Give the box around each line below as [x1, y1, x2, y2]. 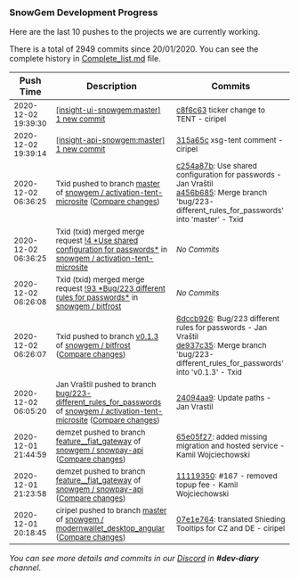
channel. [9, 562, 42, 573]
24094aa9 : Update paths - [176, 393, 271, 403]
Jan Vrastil [176, 402, 214, 412]
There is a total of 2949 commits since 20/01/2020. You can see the [9, 44, 259, 54]
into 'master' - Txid [176, 214, 244, 225]
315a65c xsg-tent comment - [176, 136, 284, 145]
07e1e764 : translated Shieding [176, 515, 286, 525]
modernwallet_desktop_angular [55, 524, 166, 534]
